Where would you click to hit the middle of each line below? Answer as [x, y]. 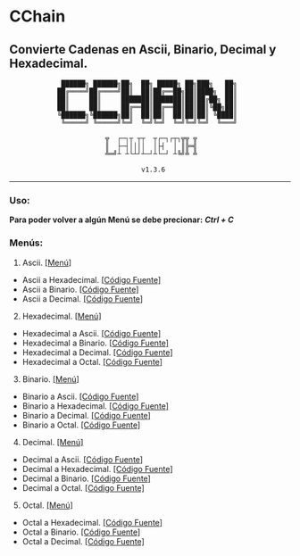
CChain [37, 17]
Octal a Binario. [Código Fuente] [81, 532]
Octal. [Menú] [47, 505]
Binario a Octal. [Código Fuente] [81, 425]
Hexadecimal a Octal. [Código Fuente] [92, 361]
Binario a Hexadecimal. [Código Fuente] [96, 406]
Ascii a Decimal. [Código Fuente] [83, 299]
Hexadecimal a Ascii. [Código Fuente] [92, 333]
